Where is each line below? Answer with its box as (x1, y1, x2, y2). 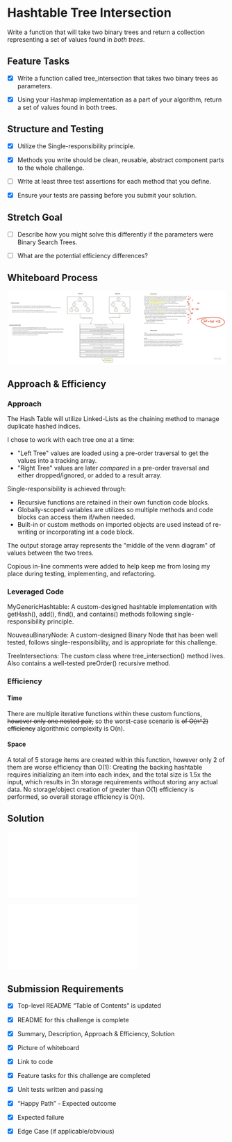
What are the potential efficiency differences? (17, 251, 148, 260)
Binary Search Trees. (17, 238, 78, 246)
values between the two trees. (7, 548, 94, 557)
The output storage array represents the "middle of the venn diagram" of (7, 541, 216, 550)
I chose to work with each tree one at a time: (7, 436, 135, 444)
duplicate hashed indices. (7, 422, 81, 431)
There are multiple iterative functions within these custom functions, (7, 709, 203, 717)
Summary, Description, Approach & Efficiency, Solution (17, 1029, 175, 1038)
